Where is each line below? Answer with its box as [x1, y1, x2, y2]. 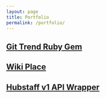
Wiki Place [6, 62, 46, 72]
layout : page [6, 8, 39, 15]
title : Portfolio [6, 14, 49, 20]
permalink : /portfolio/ [6, 20, 66, 26]
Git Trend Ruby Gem [6, 42, 82, 52]
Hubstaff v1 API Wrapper [6, 82, 100, 92]
